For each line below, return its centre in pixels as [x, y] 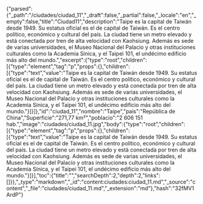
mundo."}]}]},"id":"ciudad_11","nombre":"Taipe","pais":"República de [91, 111]
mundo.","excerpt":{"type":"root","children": [92, 60]
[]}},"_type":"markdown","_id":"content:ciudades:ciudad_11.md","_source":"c [101, 182]
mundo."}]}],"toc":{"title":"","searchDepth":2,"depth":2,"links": [83, 175]
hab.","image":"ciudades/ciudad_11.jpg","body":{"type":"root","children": [96, 124]
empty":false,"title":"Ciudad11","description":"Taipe [70, 21]
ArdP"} [15, 195]
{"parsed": [20, 9]
